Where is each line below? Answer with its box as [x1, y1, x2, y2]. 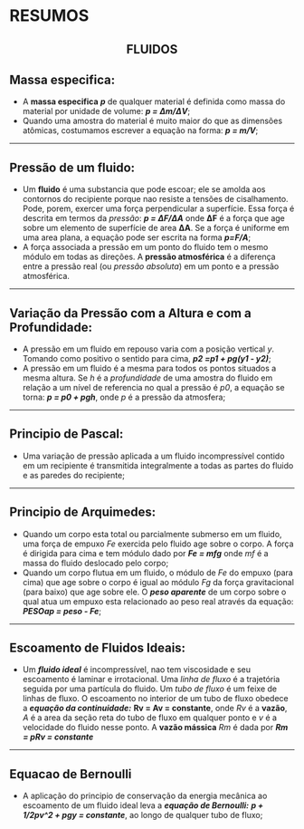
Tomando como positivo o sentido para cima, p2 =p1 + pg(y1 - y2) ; [22, 353, 271, 364]
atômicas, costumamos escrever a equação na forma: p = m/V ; [22, 125, 259, 136]
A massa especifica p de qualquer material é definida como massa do [22, 96, 286, 107]
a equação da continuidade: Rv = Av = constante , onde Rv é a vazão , [22, 703, 288, 714]
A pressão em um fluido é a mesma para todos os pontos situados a [22, 363, 277, 374]
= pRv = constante [22, 731, 94, 743]
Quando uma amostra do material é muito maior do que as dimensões [22, 115, 283, 127]
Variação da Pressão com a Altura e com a [9, 305, 252, 321]
